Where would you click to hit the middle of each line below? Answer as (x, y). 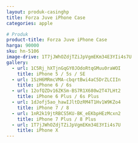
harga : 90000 (23, 46)
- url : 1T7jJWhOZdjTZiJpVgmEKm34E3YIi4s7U (66, 125)
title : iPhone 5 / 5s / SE (51, 74)
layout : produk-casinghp (38, 12)
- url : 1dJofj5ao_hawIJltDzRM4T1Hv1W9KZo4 (66, 102)
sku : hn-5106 (23, 51)
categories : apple (29, 23)
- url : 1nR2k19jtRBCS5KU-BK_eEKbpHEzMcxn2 (66, 113)
